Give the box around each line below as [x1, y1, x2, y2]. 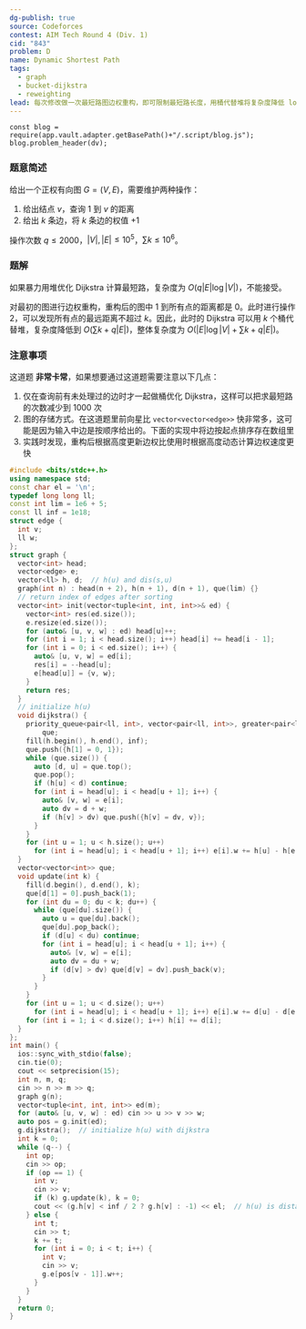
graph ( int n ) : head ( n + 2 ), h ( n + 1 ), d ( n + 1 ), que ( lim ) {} [17, 584, 260, 593]
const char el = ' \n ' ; [9, 482, 96, 492]
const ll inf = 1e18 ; [9, 508, 92, 517]
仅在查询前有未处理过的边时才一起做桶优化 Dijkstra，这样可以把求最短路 [22, 391, 293, 401]
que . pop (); [33, 770, 76, 779]
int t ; [33, 1219, 59, 1228]
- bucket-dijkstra [17, 81, 88, 90]
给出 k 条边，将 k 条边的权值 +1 [22, 215, 139, 226]
